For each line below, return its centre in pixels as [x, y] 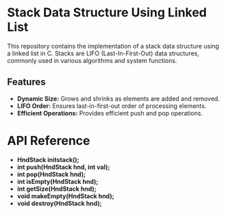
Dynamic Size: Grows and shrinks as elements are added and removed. [118, 98]
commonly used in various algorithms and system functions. [92, 60]
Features [26, 82]
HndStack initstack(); [48, 159]
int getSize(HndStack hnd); [57, 189]
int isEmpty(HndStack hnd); [58, 181]
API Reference [49, 141]
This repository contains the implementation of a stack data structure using [113, 46]
